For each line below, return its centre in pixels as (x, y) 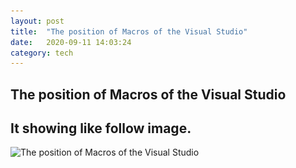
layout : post (37, 21)
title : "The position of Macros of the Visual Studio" (129, 31)
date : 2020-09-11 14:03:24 (71, 42)
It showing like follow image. (101, 128)
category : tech (42, 53)
